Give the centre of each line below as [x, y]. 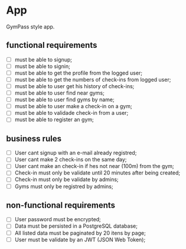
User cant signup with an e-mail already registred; [76, 153]
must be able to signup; [43, 59]
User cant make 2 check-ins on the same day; [71, 160]
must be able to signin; [43, 66]
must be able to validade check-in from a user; [71, 113]
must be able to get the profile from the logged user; [79, 73]
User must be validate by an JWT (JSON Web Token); [80, 240]
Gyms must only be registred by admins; [64, 186]
